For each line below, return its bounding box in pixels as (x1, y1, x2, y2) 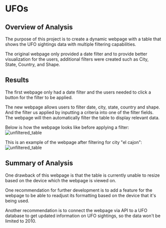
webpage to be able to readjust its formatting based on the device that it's (5, 192, 156, 198)
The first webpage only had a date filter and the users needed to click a (5, 89, 151, 95)
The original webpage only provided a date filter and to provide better (5, 51, 148, 57)
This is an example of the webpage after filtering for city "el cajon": (5, 139, 142, 145)
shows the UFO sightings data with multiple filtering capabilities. (5, 41, 136, 47)
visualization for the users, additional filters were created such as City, (5, 56, 149, 62)
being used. (5, 198, 30, 204)
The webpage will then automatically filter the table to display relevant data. (5, 114, 160, 120)
